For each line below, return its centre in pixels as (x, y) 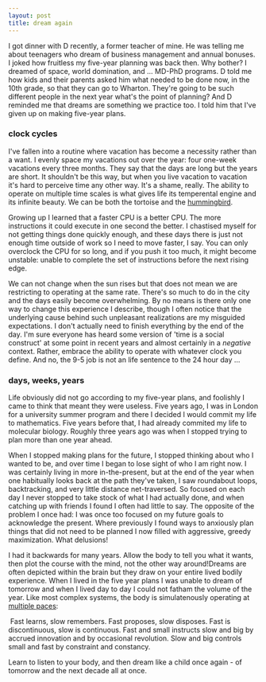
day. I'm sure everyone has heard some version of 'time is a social (116, 334)
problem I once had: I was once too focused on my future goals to (116, 515)
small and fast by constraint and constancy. (79, 647)
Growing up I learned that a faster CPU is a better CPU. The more (115, 217)
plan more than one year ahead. (60, 440)
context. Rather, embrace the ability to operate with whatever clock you (125, 351)
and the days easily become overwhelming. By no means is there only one (130, 300)
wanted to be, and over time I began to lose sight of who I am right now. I (127, 464)
